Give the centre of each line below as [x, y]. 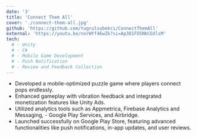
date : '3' [18, 12]
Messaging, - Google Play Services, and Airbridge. [77, 115]
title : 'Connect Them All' [40, 17]
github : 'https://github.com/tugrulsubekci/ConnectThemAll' [82, 28]
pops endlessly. [34, 90]
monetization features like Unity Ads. [60, 103]
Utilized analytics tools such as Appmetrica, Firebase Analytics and [97, 109]
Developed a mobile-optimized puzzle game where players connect [98, 84]
